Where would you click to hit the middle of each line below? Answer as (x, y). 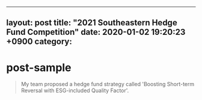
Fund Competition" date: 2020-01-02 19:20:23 (96, 32)
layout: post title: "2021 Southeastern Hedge (92, 23)
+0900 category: (39, 42)
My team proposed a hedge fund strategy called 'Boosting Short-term (107, 84)
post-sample (39, 67)
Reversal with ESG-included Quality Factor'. (75, 90)
